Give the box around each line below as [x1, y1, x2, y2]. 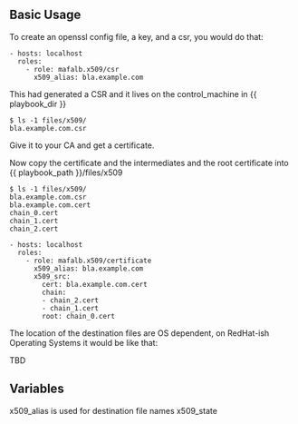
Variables [9, 381, 65, 397]
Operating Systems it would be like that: [9, 337, 159, 348]
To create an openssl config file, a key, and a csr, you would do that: [9, 31, 264, 42]
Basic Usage [9, 7, 82, 23]
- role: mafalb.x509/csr [25, 64, 120, 74]
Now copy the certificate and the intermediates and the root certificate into [9, 157, 289, 168]
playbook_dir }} [9, 98, 67, 109]
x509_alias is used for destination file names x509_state [9, 405, 217, 416]
